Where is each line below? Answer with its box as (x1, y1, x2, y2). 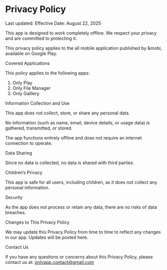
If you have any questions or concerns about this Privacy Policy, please (5, 253, 153, 260)
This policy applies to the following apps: (5, 70, 90, 76)
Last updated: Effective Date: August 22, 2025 (5, 20, 102, 26)
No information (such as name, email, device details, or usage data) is (5, 119, 150, 125)
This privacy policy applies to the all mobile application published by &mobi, (5, 45, 162, 51)
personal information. (5, 184, 50, 190)
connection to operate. (5, 140, 53, 146)
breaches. (5, 209, 26, 215)
